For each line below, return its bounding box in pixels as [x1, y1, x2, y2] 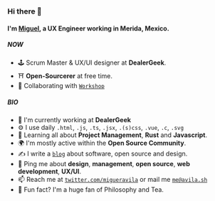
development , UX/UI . [17, 167, 82, 176]
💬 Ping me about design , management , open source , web [17, 160, 191, 168]
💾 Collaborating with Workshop [17, 82, 105, 90]
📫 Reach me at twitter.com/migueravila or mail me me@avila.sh [17, 175, 208, 184]
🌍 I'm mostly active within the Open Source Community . [17, 138, 187, 148]
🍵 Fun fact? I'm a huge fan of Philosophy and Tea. [17, 185, 164, 194]
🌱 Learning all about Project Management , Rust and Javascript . [17, 131, 208, 139]
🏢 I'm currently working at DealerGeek [17, 116, 132, 124]
